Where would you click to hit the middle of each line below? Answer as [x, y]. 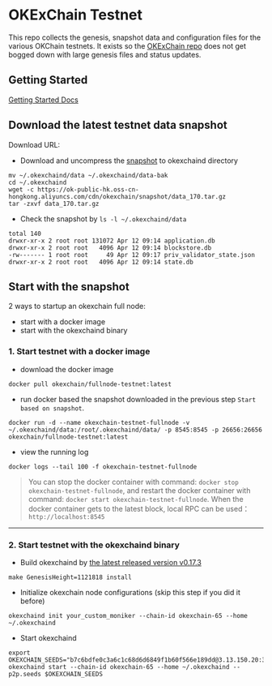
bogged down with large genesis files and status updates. [105, 54]
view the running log [54, 452]
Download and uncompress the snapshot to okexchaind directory [129, 161]
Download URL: [34, 144]
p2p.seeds [25, 674]
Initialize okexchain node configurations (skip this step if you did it [130, 592]
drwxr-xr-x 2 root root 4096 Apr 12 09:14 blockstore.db [110, 248]
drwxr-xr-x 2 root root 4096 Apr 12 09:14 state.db [101, 262]
